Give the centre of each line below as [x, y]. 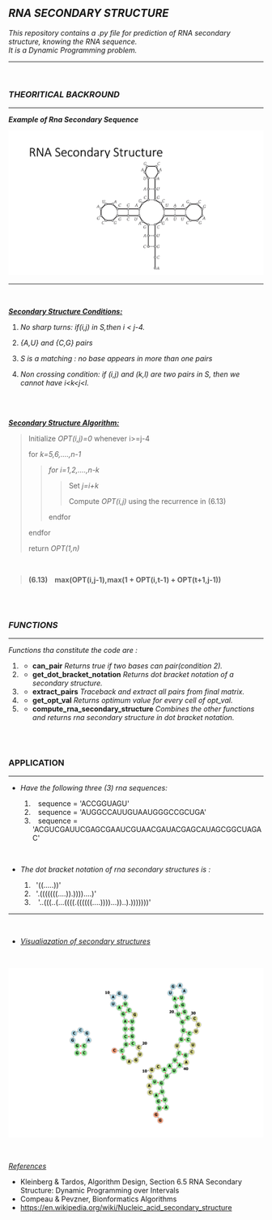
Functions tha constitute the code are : [73, 651]
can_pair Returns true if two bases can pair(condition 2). [127, 666]
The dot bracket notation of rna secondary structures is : [115, 869]
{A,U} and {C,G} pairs [56, 343]
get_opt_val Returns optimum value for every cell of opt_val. [132, 701]
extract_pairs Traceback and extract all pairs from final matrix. [138, 692]
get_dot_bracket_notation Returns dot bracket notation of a [133, 675]
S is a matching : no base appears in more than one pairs [116, 358]
